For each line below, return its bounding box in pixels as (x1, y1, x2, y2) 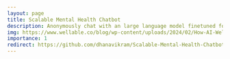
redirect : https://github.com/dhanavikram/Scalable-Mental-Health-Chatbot (7, 41, 225, 48)
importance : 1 (7, 35, 48, 42)
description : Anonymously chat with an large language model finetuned (7, 22, 216, 29)
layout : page (7, 9, 44, 17)
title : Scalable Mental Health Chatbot (7, 16, 121, 23)
